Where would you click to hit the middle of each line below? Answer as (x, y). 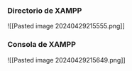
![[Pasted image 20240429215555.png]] (66, 26)
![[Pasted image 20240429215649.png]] (66, 60)
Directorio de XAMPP (45, 11)
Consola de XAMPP (42, 45)
